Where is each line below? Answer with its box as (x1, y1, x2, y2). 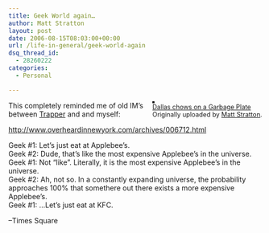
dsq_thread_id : (8, 49, 60, 57)
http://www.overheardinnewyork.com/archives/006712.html (8, 125, 207, 134)
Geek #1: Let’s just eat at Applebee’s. (8, 140, 130, 149)
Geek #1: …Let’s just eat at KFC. (8, 200, 114, 210)
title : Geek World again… (8, 11, 95, 20)
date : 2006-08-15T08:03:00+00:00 (8, 34, 121, 43)
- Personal (15, 72, 52, 80)
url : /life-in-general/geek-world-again (8, 42, 147, 50)
